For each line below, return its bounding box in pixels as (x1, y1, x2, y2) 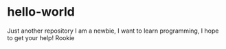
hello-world (7, 4, 76, 20)
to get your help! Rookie (7, 33, 75, 42)
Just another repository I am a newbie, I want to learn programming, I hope (7, 27, 219, 35)
